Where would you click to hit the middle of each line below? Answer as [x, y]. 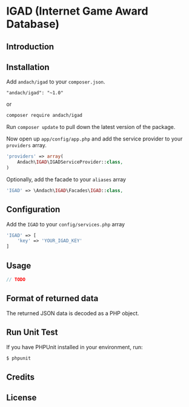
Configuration [33, 210]
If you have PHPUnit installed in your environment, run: [75, 347]
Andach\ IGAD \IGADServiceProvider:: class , [70, 162]
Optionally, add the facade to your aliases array [66, 179]
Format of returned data [52, 298]
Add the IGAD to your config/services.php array [66, 224]
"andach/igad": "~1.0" [35, 93]
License [22, 398]
